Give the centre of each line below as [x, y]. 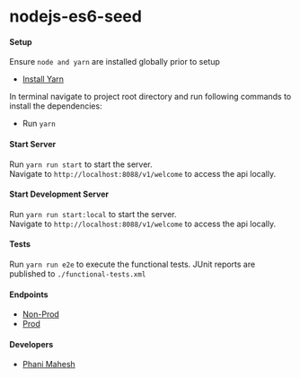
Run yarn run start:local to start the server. [93, 214]
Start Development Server [59, 194]
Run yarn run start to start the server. [81, 164]
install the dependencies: [56, 106]
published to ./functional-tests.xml [78, 274]
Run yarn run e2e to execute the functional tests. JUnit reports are [132, 264]
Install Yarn [43, 79]
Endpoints [29, 294]
